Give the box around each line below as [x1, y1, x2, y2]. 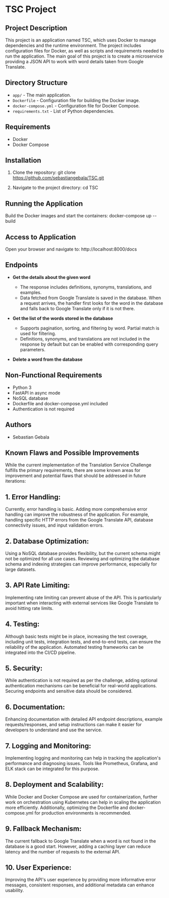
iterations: [5, 478, 26, 484]
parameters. [20, 346, 46, 352]
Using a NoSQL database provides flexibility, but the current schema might [5, 550, 160, 556]
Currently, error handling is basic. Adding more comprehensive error [5, 506, 148, 512]
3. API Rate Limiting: [5, 581, 70, 590]
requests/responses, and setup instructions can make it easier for [5, 722, 142, 728]
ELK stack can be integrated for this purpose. [5, 766, 100, 772]
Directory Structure [5, 78, 68, 87]
